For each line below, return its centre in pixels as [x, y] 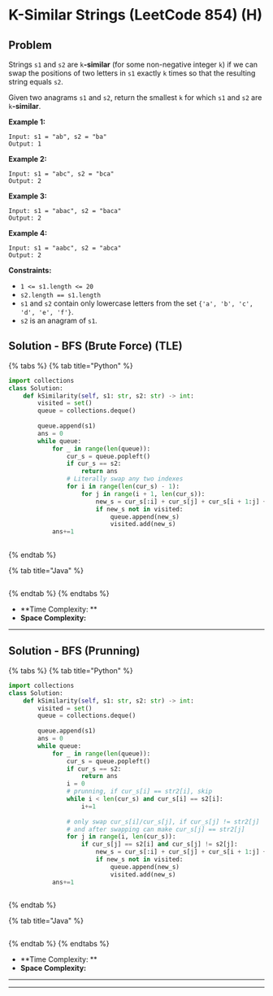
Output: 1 [25, 144]
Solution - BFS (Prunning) [74, 651]
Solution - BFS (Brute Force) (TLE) [95, 346]
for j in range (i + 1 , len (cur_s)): [143, 494]
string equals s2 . [36, 82]
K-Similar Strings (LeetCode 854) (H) [135, 15]
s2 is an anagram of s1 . [58, 320]
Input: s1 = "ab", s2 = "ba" [58, 137]
